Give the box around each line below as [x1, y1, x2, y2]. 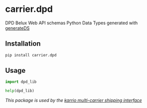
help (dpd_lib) [5, 88, 35, 94]
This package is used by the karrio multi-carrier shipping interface [5, 98, 142, 104]
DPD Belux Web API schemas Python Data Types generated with [5, 20, 138, 26]
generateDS [5, 25, 30, 31]
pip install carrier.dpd [5, 53, 57, 57]
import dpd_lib [5, 79, 37, 85]
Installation [5, 40, 41, 48]
